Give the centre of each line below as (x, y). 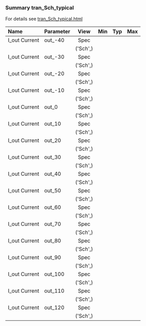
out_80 (53, 241)
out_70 (53, 224)
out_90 (53, 258)
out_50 (53, 191)
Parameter (57, 31)
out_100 (55, 274)
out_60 (53, 207)
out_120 (55, 307)
